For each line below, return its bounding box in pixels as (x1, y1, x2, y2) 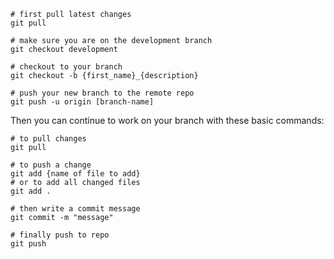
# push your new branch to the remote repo (10, 88, 195, 98)
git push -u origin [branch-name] (10, 97, 155, 107)
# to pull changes (10, 134, 87, 144)
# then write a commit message (10, 204, 141, 214)
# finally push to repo (10, 230, 110, 240)
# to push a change (10, 160, 92, 170)
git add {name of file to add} (10, 169, 141, 179)
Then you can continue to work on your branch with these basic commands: (10, 115, 325, 126)
